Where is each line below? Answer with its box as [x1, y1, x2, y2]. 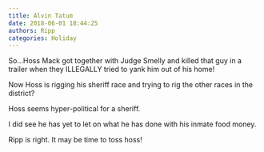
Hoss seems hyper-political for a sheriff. [8, 104, 141, 114]
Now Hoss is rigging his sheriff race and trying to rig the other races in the [8, 80, 254, 90]
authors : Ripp [8, 26, 56, 34]
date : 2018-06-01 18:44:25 [8, 19, 98, 27]
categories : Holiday [8, 34, 78, 42]
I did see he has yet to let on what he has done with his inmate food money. [8, 119, 257, 129]
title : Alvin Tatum [8, 11, 74, 20]
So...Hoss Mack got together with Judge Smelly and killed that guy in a [8, 56, 242, 66]
